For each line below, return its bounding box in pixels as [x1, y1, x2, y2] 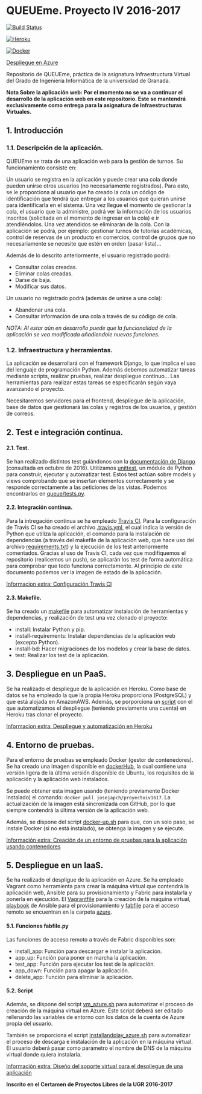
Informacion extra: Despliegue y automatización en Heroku [6, 722, 153, 730]
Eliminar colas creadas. [14, 270, 74, 277]
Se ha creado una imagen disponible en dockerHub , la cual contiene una [6, 762, 187, 770]
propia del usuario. [6, 1020, 53, 1027]
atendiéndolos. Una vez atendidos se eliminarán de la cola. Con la [6, 220, 170, 228]
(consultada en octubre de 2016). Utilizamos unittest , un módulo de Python [6, 464, 193, 471]
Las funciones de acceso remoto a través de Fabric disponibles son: [6, 935, 176, 943]
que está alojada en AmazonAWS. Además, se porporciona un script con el [6, 698, 193, 705]
